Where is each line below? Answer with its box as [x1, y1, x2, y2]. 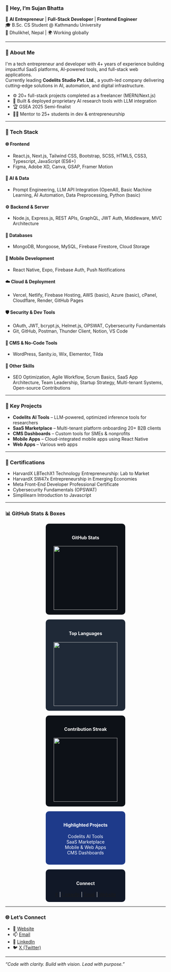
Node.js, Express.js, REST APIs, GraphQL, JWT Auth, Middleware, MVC [12, 215, 162, 221]
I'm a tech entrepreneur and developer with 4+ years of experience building [5, 61, 164, 67]
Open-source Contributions [12, 385, 71, 391]
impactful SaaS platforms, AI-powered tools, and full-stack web [5, 66, 138, 72]
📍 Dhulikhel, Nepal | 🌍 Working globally [5, 30, 89, 36]
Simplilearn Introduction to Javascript [12, 492, 92, 498]
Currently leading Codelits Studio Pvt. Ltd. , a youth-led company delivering [5, 77, 164, 83]
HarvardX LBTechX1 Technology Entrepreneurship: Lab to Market [12, 470, 150, 477]
